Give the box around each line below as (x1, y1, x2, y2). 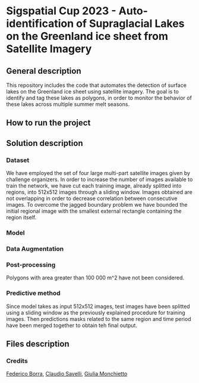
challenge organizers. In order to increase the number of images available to (6, 176, 193, 183)
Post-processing (6, 260, 56, 269)
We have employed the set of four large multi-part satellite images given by (6, 170, 191, 177)
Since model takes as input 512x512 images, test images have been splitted (6, 303, 190, 310)
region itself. (6, 214, 37, 221)
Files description (6, 338, 70, 349)
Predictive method (6, 289, 61, 297)
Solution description (6, 138, 83, 148)
